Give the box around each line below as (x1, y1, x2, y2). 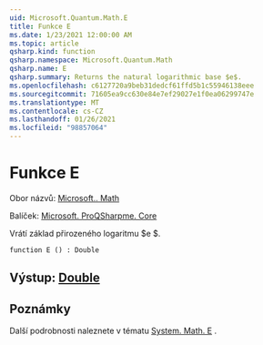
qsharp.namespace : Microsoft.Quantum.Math (9, 56, 173, 65)
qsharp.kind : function (9, 47, 96, 56)
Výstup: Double (9, 270, 100, 286)
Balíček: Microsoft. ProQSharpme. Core (9, 210, 157, 221)
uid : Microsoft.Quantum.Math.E (9, 13, 128, 23)
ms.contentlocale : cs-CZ (9, 107, 104, 116)
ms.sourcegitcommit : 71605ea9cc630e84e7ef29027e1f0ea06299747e (9, 89, 255, 98)
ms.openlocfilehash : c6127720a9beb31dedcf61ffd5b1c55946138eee (9, 81, 255, 90)
